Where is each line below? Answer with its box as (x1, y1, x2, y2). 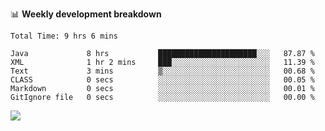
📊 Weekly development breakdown (10, 8, 162, 20)
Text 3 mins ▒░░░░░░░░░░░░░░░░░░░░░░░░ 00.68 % (10, 66, 315, 76)
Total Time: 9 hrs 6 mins (10, 31, 118, 41)
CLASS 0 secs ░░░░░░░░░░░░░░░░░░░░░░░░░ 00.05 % (10, 75, 315, 85)
